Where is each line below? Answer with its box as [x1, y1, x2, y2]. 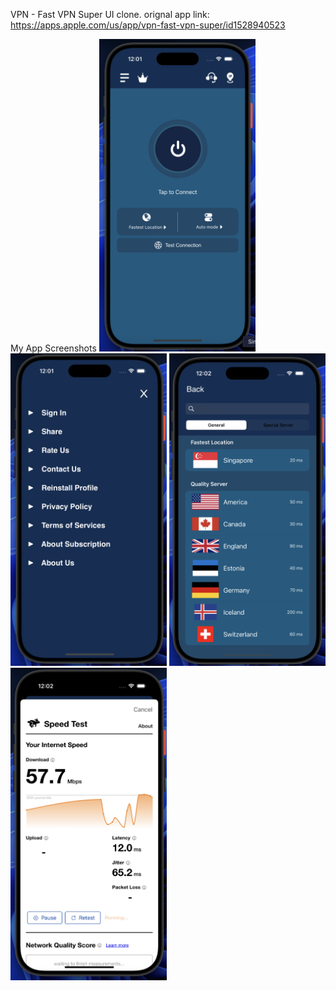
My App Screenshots [10, 342, 97, 354]
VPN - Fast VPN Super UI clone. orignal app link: [10, 9, 210, 20]
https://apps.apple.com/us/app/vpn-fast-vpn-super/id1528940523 [10, 19, 286, 31]
